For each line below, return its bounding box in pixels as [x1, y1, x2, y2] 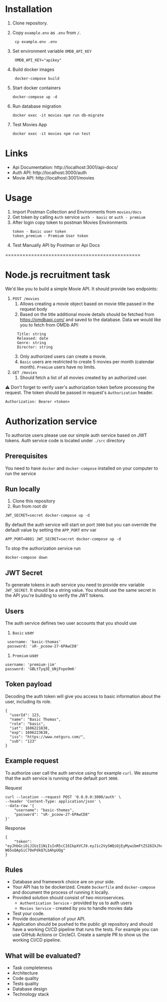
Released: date [17, 335, 49, 341]
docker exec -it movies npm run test [12, 131, 91, 136]
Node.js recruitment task [5, 269, 110, 280]
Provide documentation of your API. [12, 916, 86, 922]
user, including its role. [5, 698, 52, 704]
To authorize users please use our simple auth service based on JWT [5, 432, 148, 438]
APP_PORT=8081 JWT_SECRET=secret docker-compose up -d [5, 537, 121, 542]
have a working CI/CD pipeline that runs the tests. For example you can [12, 926, 158, 933]
